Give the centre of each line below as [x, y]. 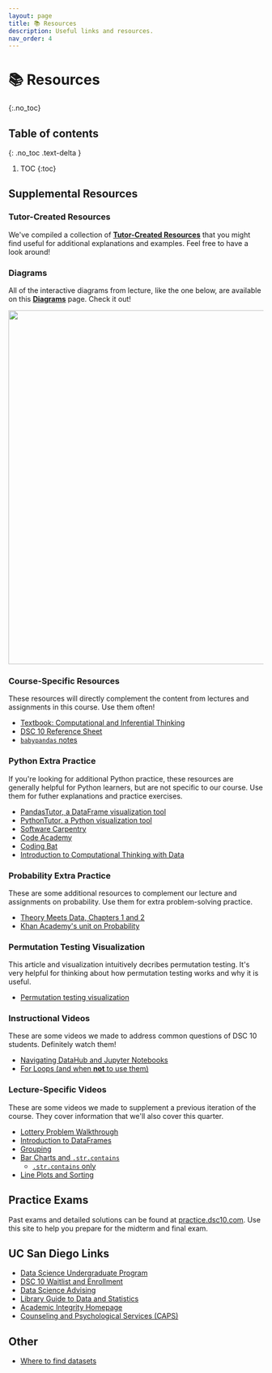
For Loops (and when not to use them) [84, 1069]
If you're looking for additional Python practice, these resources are [121, 778]
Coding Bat [39, 845]
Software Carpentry [53, 828]
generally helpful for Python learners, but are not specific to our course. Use [136, 787]
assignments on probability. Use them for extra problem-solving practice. [131, 901]
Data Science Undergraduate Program [84, 1273]
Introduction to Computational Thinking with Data [102, 854]
